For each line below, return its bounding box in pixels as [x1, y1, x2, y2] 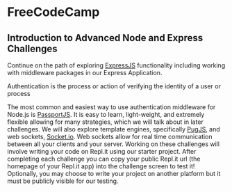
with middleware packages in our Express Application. [7, 69, 163, 77]
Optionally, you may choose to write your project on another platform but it [7, 170, 221, 177]
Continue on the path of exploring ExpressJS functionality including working [7, 61, 226, 70]
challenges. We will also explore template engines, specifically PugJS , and [7, 125, 220, 133]
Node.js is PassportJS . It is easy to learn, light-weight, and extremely [7, 111, 205, 118]
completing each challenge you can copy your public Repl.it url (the [7, 154, 201, 163]
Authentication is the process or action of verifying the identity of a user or [7, 82, 221, 90]
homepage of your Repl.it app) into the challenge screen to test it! [7, 162, 195, 170]
